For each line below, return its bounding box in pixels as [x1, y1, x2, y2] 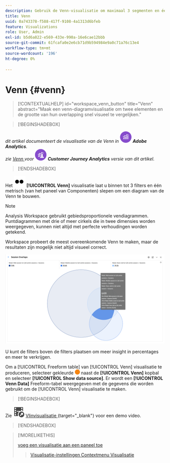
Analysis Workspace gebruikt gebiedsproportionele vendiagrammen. [5, 213, 149, 219]
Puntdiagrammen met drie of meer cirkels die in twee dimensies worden [5, 218, 155, 224]
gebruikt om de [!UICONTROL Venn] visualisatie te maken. [5, 385, 127, 392]
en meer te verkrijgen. [5, 354, 52, 360]
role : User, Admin [5, 29, 44, 35]
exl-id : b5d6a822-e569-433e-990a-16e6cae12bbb [5, 35, 105, 40]
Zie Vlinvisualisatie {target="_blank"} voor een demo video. [5, 412, 142, 418]
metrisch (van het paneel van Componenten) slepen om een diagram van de [5, 188, 164, 194]
